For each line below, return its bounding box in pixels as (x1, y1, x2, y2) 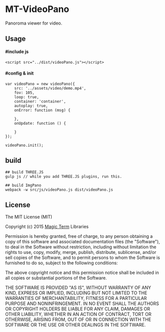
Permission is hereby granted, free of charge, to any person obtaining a (5, 233, 153, 239)
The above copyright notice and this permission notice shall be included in (5, 269, 159, 276)
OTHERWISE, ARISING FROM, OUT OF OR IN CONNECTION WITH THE (5, 316, 151, 322)
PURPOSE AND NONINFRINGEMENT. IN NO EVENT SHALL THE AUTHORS (5, 300, 159, 306)
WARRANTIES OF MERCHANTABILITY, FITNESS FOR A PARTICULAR (5, 295, 147, 301)
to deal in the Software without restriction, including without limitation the (5, 244, 156, 250)
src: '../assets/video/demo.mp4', (14, 86, 86, 91)
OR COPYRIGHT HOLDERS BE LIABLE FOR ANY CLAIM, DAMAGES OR (5, 306, 150, 312)
